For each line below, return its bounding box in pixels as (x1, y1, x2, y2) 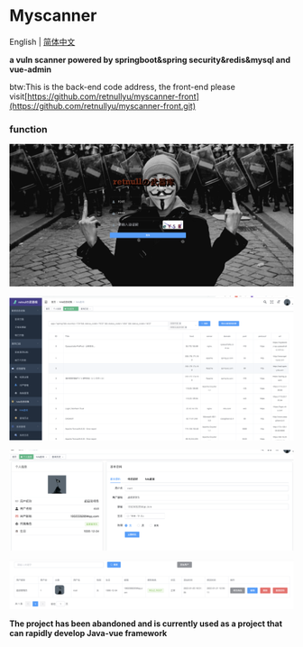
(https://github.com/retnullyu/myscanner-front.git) (9, 100, 197, 111)
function (9, 123, 48, 135)
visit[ (9, 91, 28, 102)
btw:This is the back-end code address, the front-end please (9, 81, 236, 92)
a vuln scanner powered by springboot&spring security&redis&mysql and (9, 54, 291, 65)
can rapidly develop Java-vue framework (9, 628, 168, 639)
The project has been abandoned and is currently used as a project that (9, 618, 282, 629)
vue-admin (9, 64, 52, 75)
